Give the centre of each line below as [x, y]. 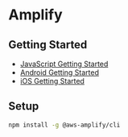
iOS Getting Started [52, 81]
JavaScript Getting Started [64, 64]
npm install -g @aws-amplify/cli [64, 125]
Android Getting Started [59, 73]
